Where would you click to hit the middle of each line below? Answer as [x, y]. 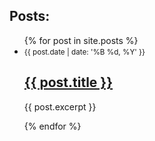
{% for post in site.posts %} [81, 40]
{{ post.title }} [68, 82]
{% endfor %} [52, 126]
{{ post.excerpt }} [60, 106]
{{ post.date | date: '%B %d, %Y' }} [84, 52]
